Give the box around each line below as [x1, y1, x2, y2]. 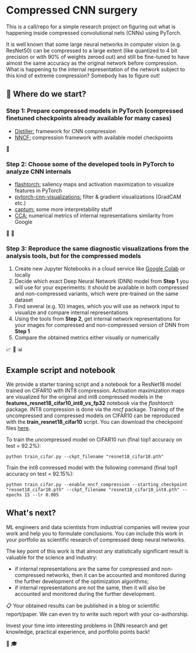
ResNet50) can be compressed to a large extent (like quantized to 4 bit [6, 47, 178, 54]
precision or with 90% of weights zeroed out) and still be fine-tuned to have [6, 53, 190, 60]
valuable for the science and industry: [6, 553, 98, 560]
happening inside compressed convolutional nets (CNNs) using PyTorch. [6, 29, 182, 36]
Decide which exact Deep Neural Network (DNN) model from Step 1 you [14, 278, 189, 285]
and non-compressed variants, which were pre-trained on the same [14, 290, 179, 298]
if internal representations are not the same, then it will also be [14, 584, 165, 591]
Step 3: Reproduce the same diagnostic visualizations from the [6, 244, 190, 252]
